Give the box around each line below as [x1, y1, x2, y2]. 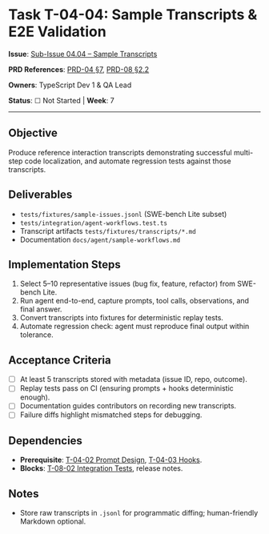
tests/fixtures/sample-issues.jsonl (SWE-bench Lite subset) [19, 209, 227, 219]
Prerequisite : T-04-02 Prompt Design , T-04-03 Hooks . [19, 455, 203, 465]
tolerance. [19, 330, 54, 339]
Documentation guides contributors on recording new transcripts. [19, 401, 237, 411]
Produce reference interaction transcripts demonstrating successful [8, 147, 232, 157]
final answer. [19, 304, 62, 314]
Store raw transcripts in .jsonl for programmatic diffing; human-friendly [19, 508, 259, 518]
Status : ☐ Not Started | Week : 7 [8, 95, 114, 105]
